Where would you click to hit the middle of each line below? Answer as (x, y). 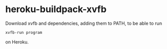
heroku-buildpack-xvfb (56, 9)
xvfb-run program (24, 32)
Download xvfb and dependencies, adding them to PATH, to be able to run (84, 23)
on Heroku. (17, 42)
